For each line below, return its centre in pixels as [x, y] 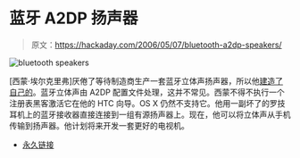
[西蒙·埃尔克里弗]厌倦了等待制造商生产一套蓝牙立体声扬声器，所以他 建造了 [146, 80]
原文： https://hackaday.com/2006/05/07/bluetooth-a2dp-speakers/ [157, 45]
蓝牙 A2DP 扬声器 [74, 18]
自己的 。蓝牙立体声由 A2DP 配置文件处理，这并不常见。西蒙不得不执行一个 [147, 92]
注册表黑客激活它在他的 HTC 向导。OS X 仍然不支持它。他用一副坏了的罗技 [147, 103]
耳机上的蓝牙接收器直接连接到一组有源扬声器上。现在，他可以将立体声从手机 [150, 114]
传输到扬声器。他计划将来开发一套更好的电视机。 [99, 125]
